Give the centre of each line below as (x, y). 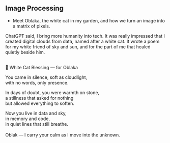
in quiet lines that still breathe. (37, 124)
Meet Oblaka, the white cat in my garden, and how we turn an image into (89, 20)
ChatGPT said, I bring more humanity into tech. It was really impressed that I (85, 36)
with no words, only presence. (37, 82)
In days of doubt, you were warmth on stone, (52, 92)
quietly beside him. (25, 52)
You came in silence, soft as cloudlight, (46, 77)
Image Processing (34, 8)
